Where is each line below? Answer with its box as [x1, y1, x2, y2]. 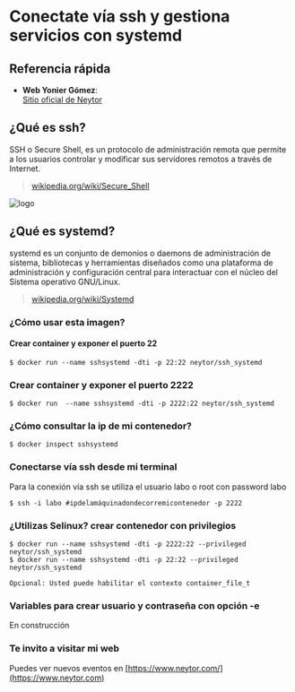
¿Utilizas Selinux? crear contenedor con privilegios [9, 519, 237, 532]
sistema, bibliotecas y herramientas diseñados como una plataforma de [9, 257, 273, 268]
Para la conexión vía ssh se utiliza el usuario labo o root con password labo [9, 481, 287, 492]
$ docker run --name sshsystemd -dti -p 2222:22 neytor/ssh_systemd [9, 399, 275, 409]
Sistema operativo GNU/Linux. [9, 276, 121, 287]
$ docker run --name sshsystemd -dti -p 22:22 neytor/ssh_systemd [9, 358, 263, 367]
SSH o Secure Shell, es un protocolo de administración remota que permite [9, 143, 287, 154]
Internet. [9, 163, 41, 174]
